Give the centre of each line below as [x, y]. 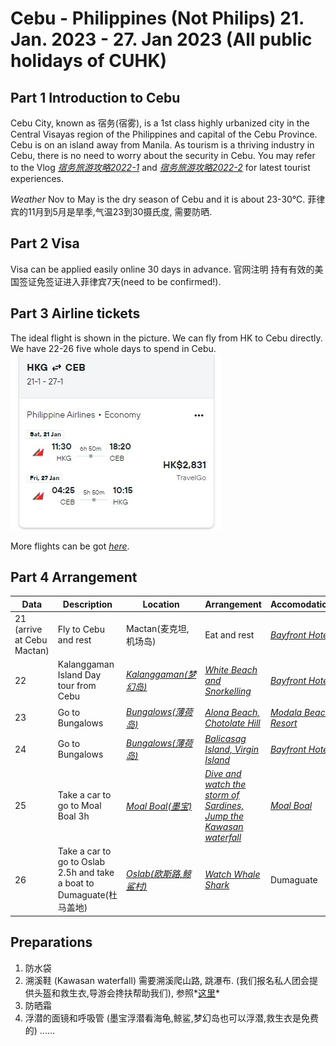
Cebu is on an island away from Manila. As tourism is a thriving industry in [162, 145]
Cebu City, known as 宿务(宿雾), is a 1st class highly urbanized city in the [160, 123]
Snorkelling [228, 691]
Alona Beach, [232, 712]
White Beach [231, 669]
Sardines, [224, 806]
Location [161, 604]
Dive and [223, 774]
